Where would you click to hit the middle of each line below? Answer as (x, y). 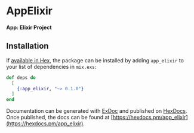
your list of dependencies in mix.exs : (51, 66)
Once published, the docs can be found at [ (60, 118)
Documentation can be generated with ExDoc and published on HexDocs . (97, 111)
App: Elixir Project (29, 27)
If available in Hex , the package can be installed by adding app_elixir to (95, 60)
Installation (27, 46)
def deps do (21, 77)
